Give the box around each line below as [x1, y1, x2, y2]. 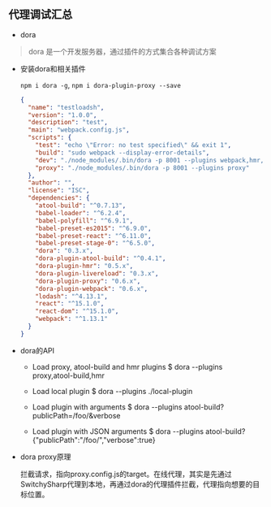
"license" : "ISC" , [28, 186, 90, 195]
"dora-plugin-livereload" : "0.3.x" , [35, 269, 159, 278]
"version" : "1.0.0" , [28, 110, 97, 119]
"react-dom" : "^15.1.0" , [35, 307, 119, 315]
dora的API [19, 345, 55, 355]
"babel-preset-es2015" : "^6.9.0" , [35, 224, 152, 232]
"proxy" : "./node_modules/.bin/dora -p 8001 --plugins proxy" [35, 163, 250, 172]
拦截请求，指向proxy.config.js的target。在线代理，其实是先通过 [19, 469, 232, 479]
